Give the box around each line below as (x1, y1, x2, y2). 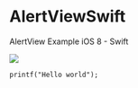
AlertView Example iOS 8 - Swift (9, 36, 129, 47)
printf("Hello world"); (9, 70, 99, 79)
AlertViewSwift (9, 6, 126, 27)
